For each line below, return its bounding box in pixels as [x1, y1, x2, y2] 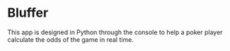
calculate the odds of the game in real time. [7, 35, 134, 43]
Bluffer [7, 5, 49, 21]
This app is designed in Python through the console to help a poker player [7, 28, 223, 36]
